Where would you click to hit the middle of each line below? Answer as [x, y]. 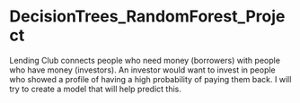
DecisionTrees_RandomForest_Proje [147, 17]
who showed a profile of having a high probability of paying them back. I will [150, 79]
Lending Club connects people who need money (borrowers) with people [145, 60]
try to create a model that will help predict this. [95, 89]
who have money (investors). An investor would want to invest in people [142, 70]
